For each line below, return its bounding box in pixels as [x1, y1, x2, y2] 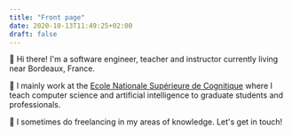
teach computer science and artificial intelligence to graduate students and [9, 90, 284, 100]
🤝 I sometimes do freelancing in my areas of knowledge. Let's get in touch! [9, 116, 283, 127]
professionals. [9, 100, 61, 110]
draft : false [9, 29, 58, 38]
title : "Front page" [9, 12, 86, 22]
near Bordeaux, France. [9, 63, 96, 74]
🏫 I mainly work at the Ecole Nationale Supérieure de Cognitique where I [9, 81, 273, 92]
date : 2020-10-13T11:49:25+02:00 [9, 21, 133, 30]
